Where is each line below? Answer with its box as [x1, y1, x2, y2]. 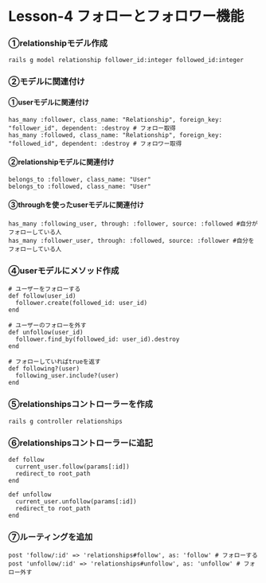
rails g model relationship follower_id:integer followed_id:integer [8, 57, 244, 65]
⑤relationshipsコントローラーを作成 [8, 399, 154, 410]
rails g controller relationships [8, 417, 123, 425]
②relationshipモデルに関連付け [8, 157, 115, 167]
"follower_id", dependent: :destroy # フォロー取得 [8, 124, 177, 132]
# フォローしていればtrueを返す [8, 358, 101, 366]
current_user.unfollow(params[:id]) [15, 497, 137, 506]
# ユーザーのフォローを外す [8, 322, 87, 330]
